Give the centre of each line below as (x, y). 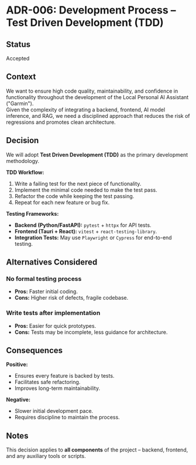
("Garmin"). (20, 103)
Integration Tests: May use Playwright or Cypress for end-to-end (93, 237)
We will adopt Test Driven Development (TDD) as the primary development (97, 155)
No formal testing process (44, 279)
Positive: (17, 365)
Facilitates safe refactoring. (47, 382)
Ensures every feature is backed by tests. (64, 376)
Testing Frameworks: (32, 213)
